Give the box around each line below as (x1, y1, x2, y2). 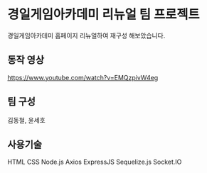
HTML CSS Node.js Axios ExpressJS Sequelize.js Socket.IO (7, 157, 182, 167)
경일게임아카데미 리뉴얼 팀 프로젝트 (7, 6, 201, 23)
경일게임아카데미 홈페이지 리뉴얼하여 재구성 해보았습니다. (7, 31, 166, 40)
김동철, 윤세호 (7, 116, 46, 124)
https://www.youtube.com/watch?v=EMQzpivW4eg (7, 73, 159, 82)
